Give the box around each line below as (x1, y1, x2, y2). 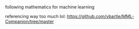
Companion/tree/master (5, 19, 54, 24)
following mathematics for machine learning (5, 4, 95, 10)
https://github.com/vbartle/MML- (66, 14, 135, 19)
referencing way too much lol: (5, 14, 66, 19)
